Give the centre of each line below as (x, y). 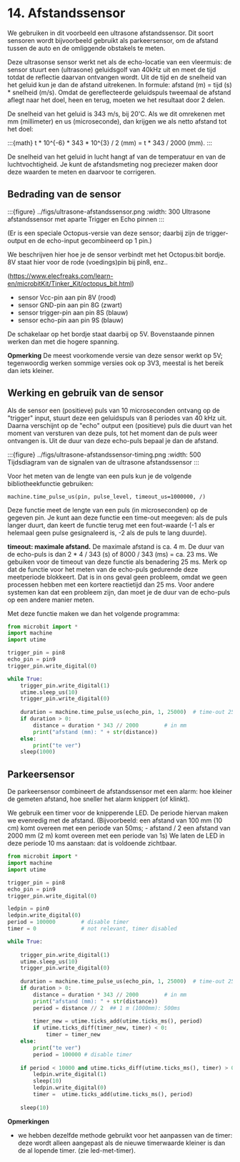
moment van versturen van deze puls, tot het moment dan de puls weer (112, 433)
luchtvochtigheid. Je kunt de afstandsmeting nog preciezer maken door (113, 164)
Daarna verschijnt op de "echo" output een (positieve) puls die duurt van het (120, 425)
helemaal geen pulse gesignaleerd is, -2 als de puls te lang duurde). (107, 532)
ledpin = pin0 (29, 909)
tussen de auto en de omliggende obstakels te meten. (86, 48)
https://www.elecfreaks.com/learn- (61, 276)
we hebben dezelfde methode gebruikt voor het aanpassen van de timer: (125, 1135)
